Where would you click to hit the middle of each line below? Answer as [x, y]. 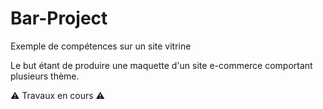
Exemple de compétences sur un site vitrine [101, 46]
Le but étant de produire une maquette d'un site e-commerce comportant [161, 65]
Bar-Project [59, 18]
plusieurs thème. [45, 76]
